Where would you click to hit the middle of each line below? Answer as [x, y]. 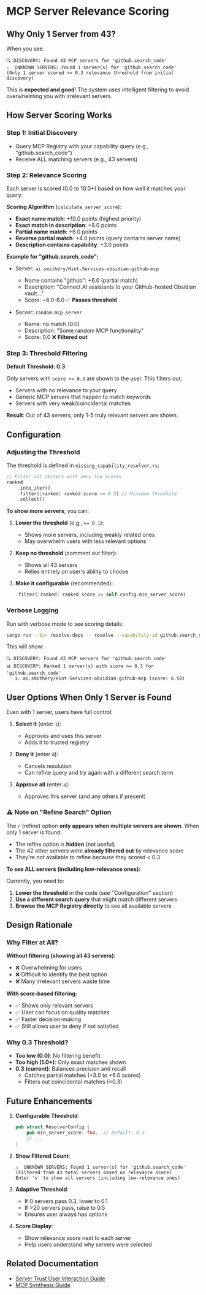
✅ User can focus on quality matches [62, 1012]
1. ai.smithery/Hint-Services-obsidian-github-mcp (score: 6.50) [100, 678]
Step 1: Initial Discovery [42, 133]
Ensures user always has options [66, 1214]
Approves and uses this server [63, 736]
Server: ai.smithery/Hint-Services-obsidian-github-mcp [87, 268]
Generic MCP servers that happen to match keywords [83, 397]
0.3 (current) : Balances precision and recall [71, 1069]
